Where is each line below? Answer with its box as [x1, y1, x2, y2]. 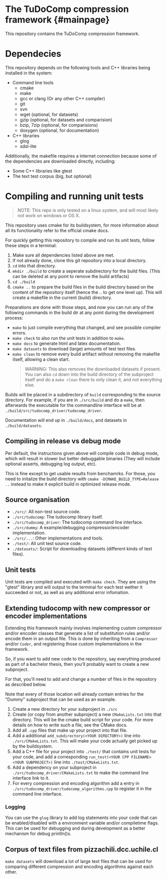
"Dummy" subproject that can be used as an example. [5, 696, 116, 702]
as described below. [5, 681, 47, 687]
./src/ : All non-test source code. [12, 509, 81, 515]
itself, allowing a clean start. [12, 356, 70, 362]
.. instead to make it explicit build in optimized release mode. [5, 481, 131, 487]
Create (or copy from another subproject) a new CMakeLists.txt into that [12, 711, 162, 717]
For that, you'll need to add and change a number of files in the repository [5, 676, 157, 682]
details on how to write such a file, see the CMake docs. [12, 722, 128, 728]
